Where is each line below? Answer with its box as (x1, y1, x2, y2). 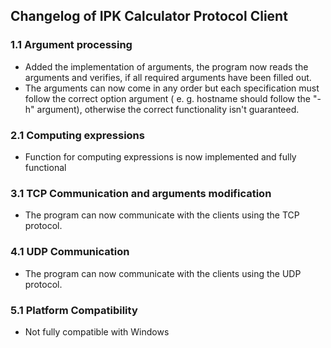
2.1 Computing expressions (10, 128, 145, 142)
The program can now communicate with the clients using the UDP (24, 267, 302, 279)
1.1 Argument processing (10, 38, 133, 52)
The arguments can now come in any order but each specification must (24, 82, 320, 94)
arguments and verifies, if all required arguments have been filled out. (24, 71, 312, 83)
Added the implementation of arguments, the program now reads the (24, 60, 309, 73)
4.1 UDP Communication (10, 245, 130, 259)
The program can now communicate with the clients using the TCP (24, 209, 300, 221)
